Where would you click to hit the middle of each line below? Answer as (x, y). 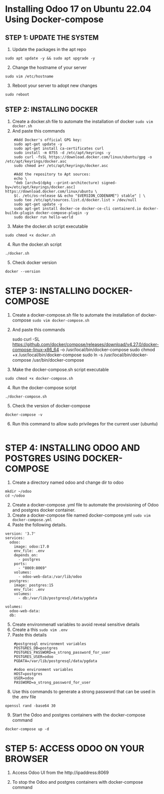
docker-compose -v (24, 415)
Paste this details (29, 635)
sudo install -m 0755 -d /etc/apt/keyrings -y (62, 153)
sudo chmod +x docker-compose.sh (39, 378)
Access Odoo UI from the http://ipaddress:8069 (60, 772)
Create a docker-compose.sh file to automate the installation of (76, 315)
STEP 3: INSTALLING (48, 291)
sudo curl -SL (26, 339)
